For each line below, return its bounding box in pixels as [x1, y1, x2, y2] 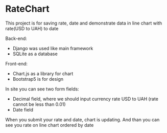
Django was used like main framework [12, 45, 93, 51]
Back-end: [5, 35, 27, 41]
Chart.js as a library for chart [12, 70, 74, 77]
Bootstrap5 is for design [12, 76, 64, 82]
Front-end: [5, 60, 28, 66]
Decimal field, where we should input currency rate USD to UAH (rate [12, 96, 158, 102]
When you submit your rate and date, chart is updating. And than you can [5, 116, 160, 123]
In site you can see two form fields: [5, 85, 79, 92]
